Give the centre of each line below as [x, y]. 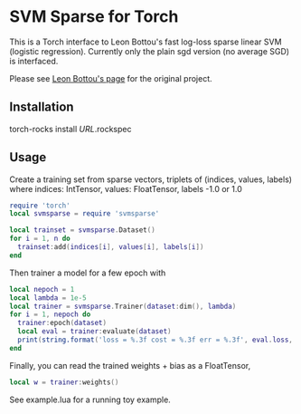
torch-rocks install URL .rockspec [71, 129]
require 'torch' [40, 206]
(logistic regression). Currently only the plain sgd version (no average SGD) [150, 51]
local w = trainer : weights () [64, 382]
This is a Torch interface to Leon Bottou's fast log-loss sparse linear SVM [146, 42]
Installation [42, 107]
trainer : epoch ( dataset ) [62, 323]
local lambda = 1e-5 [48, 298]
